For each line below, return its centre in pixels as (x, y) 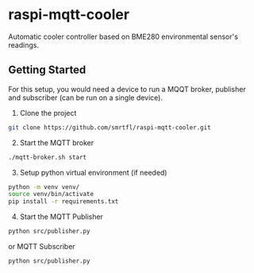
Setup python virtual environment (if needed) (93, 172)
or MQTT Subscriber (42, 246)
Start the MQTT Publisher (61, 217)
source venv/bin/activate (51, 194)
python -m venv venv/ (44, 187)
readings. (24, 44)
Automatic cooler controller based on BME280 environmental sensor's (123, 37)
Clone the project (48, 113)
